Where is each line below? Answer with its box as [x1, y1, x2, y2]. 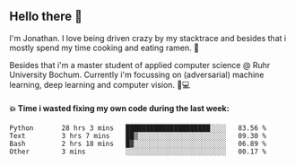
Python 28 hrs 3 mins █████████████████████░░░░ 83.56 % [9, 124, 267, 133]
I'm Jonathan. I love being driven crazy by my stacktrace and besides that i [9, 32, 287, 43]
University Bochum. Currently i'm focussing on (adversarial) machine [9, 69, 265, 80]
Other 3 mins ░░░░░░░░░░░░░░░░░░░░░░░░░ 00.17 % [9, 147, 267, 157]
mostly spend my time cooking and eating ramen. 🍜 [9, 42, 200, 53]
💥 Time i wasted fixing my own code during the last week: [9, 103, 230, 114]
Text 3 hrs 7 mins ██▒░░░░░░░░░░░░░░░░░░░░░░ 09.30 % [9, 132, 267, 141]
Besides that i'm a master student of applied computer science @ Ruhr [9, 59, 271, 70]
